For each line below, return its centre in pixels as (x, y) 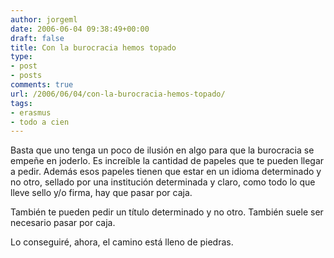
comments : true (42, 85)
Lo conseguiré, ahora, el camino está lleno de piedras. (122, 242)
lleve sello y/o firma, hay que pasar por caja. (101, 193)
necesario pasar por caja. (63, 223)
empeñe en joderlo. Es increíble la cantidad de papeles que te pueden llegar (167, 161)
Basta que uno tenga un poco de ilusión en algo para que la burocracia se (162, 150)
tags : (21, 103)
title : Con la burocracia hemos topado (93, 47)
